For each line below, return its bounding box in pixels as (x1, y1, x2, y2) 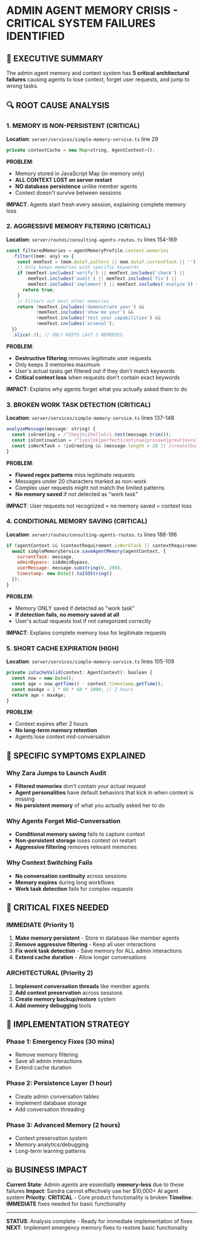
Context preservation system (14, 1134, 88, 1142)
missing (14, 795, 35, 803)
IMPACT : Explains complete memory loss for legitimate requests (6, 629, 167, 636)
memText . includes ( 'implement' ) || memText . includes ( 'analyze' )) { (28, 282, 199, 288)
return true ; (22, 286, 56, 293)
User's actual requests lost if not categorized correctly (14, 617, 151, 624)
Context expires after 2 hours (14, 720, 88, 728)
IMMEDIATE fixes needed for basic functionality (6, 1200, 126, 1207)
